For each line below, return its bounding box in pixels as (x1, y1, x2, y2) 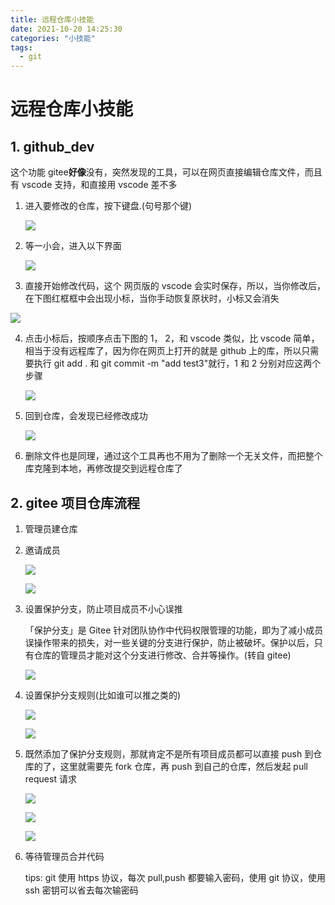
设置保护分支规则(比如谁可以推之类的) (24, 689, 182, 701)
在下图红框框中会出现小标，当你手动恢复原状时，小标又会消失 (24, 292, 280, 305)
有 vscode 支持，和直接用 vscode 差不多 (10, 179, 178, 191)
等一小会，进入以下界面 (24, 240, 122, 252)
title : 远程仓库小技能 (10, 14, 95, 25)
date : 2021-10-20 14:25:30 (10, 24, 123, 34)
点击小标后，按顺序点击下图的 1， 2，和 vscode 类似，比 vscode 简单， (24, 332, 320, 345)
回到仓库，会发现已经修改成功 (24, 410, 148, 422)
